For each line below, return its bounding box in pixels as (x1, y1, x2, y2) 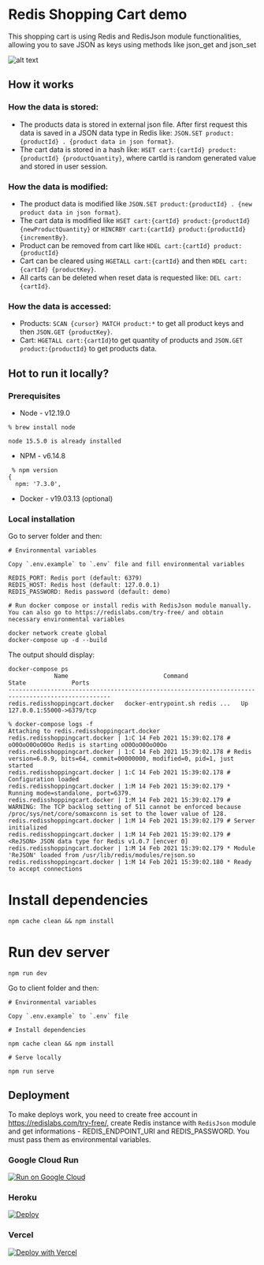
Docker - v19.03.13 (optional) (19, 494, 113, 503)
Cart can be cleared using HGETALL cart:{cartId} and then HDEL (19, 256, 227, 265)
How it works (8, 78, 74, 91)
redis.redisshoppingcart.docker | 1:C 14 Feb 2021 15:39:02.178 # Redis (8, 748, 252, 756)
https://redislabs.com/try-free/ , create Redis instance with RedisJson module (8, 1118, 256, 1127)
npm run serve (8, 1067, 55, 1076)
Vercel (8, 1230, 34, 1241)
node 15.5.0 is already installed (8, 437, 122, 445)
